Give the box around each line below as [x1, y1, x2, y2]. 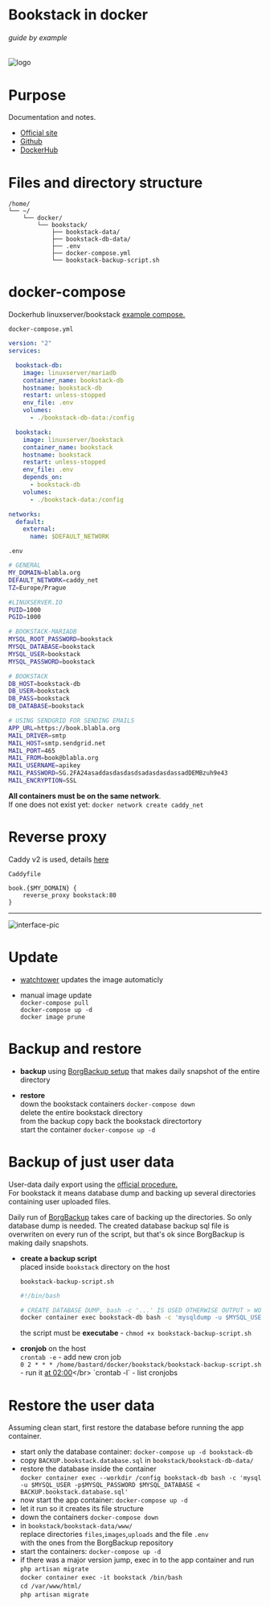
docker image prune [19, 1013, 86, 1021]
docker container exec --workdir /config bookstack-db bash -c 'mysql [19, 1474, 262, 1482]
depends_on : [22, 473, 63, 481]
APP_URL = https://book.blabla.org [8, 724, 121, 732]
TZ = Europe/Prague [8, 584, 67, 592]
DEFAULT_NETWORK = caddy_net [8, 576, 99, 585]
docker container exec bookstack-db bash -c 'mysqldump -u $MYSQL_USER [19, 1314, 265, 1322]
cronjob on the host [19, 1344, 87, 1353]
